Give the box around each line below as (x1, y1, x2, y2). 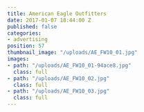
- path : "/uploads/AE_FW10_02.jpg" (7, 74, 110, 82)
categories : (7, 29, 42, 37)
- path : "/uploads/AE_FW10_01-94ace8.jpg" (7, 62, 132, 69)
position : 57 (7, 42, 45, 49)
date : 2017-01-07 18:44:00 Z (7, 17, 91, 24)
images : (7, 56, 30, 63)
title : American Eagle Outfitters (7, 10, 107, 17)
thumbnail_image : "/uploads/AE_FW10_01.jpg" (7, 49, 138, 56)
